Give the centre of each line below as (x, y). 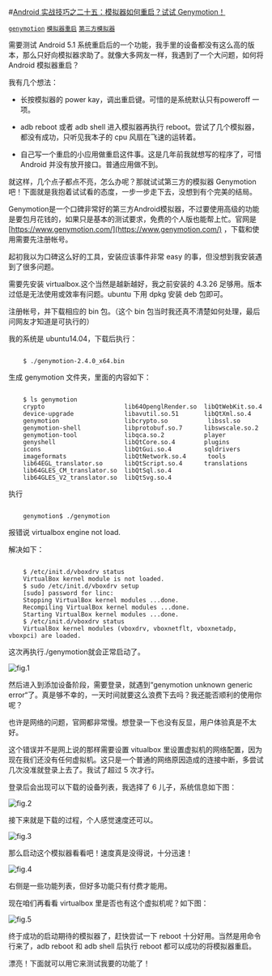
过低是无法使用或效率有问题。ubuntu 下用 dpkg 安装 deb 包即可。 (118, 294)
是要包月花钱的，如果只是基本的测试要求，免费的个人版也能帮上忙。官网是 (132, 219)
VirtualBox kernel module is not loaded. (93, 579)
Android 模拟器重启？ (44, 65)
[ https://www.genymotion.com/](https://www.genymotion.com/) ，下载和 (130, 229)
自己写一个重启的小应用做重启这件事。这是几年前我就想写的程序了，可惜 (140, 154)
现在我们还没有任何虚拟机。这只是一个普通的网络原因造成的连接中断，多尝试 (136, 760)
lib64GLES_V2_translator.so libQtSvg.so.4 (98, 477)
